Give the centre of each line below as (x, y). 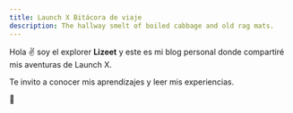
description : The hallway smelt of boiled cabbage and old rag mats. (142, 26)
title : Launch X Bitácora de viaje (76, 17)
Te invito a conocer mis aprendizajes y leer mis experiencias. (122, 82)
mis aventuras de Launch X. (60, 64)
